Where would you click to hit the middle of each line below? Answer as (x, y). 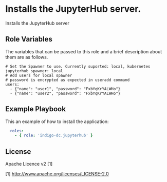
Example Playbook (35, 109)
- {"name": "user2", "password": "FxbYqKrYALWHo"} (65, 93)
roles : (17, 131)
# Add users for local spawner (39, 75)
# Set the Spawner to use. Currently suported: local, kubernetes (78, 66)
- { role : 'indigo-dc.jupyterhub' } (54, 136)
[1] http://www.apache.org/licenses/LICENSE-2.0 (57, 174)
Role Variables (29, 39)
